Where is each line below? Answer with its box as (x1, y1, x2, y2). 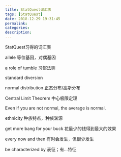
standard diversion (5, 75, 43, 80)
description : (5, 30, 32, 35)
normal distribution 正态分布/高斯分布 (5, 85, 81, 91)
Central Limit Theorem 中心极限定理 (5, 95, 78, 101)
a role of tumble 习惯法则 (5, 65, 56, 71)
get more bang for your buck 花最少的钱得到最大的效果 (5, 126, 117, 131)
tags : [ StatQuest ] (5, 12, 43, 17)
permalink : (5, 21, 28, 26)
